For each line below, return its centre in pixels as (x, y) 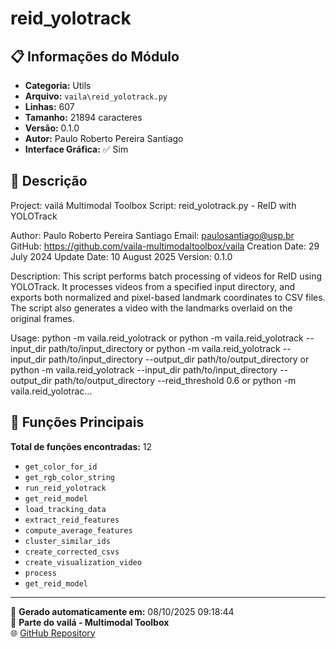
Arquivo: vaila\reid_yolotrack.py (96, 96)
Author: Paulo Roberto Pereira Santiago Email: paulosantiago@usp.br (152, 235)
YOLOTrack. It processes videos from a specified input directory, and (153, 286)
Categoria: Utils (58, 85)
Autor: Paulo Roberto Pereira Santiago (104, 138)
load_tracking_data (65, 509)
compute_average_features (78, 530)
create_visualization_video (83, 562)
